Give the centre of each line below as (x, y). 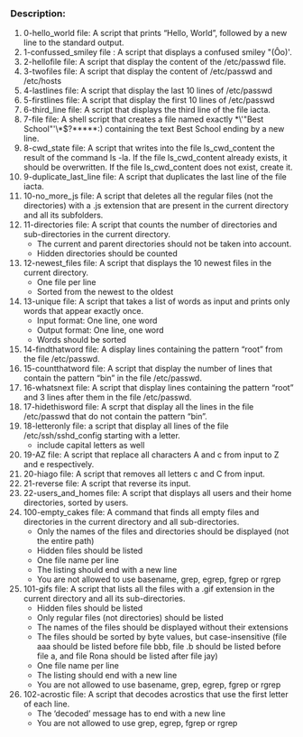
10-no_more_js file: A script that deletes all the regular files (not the (148, 196)
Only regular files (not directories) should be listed (130, 618)
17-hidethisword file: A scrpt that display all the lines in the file (138, 407)
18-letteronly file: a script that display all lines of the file (126, 426)
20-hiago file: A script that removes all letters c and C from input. (144, 474)
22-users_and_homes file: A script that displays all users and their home (157, 493)
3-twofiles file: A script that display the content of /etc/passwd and (148, 71)
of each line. (46, 704)
